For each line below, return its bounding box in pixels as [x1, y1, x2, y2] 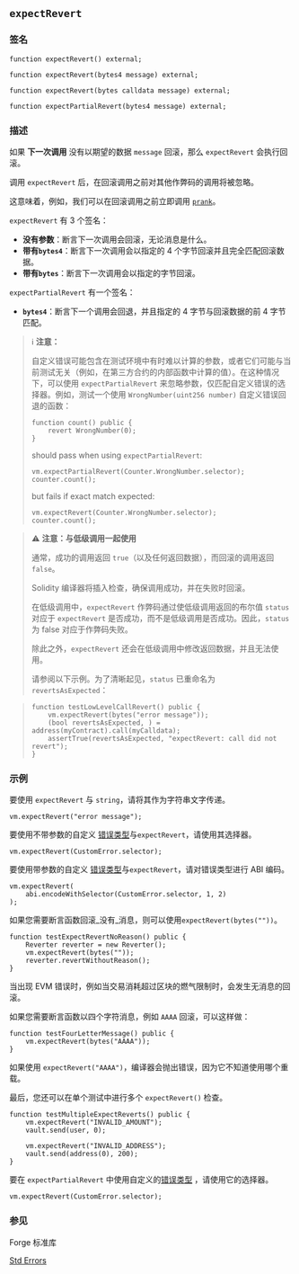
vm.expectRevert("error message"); [9, 813, 143, 822]
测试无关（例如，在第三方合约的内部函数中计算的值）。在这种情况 [39, 366, 280, 377]
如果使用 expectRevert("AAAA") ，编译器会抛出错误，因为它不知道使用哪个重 [9, 1062, 289, 1073]
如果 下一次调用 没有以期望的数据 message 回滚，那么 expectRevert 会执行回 [9, 146, 288, 156]
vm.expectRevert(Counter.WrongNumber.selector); [31, 508, 217, 517]
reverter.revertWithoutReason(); [25, 957, 151, 966]
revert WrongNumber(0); [48, 426, 136, 435]
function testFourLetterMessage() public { [9, 1029, 175, 1038]
